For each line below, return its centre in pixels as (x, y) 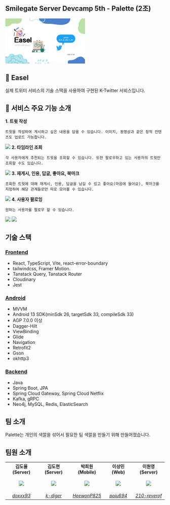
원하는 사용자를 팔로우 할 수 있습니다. (40, 210)
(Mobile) (87, 472)
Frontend (17, 252)
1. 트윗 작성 (16, 121)
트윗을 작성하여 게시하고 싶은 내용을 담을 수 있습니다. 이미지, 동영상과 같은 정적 (79, 132)
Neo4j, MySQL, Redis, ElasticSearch (50, 404)
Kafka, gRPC (26, 399)
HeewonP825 (87, 496)
